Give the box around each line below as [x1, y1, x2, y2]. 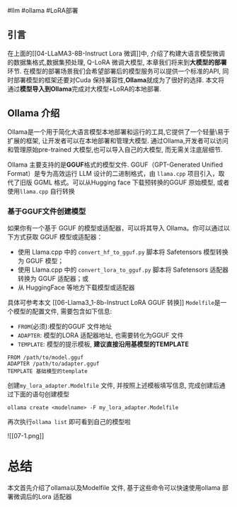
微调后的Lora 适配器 [13, 492, 72, 501]
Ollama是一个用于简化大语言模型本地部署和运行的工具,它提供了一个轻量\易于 [7, 127, 230, 136]
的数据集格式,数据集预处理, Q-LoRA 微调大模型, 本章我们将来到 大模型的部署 [7, 57, 228, 66]
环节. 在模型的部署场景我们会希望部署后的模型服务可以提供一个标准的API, [7, 67, 221, 75]
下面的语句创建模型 [13, 389, 69, 399]
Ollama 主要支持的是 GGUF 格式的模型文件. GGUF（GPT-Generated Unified [7, 160, 223, 169]
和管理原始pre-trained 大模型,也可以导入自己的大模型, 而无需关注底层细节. [7, 145, 223, 154]
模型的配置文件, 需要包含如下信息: [13, 307, 112, 316]
